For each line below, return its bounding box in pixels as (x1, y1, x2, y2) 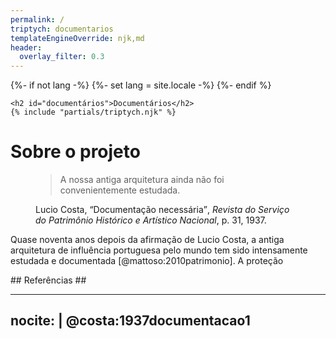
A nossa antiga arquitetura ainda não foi (59, 174, 225, 186)
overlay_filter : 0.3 (19, 52, 105, 62)
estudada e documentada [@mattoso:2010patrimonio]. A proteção (10, 255, 284, 267)
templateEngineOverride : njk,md (10, 33, 145, 43)
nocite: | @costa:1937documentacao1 (10, 312, 251, 330)
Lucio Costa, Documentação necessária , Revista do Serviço (35, 204, 290, 216)
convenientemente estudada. (59, 184, 181, 196)
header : (10, 42, 43, 53)
